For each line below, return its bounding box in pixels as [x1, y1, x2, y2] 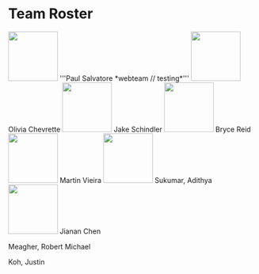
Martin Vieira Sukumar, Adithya [59, 175, 212, 185]
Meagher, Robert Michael [8, 242, 91, 251]
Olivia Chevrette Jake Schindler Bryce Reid [8, 124, 251, 134]
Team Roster [8, 5, 93, 23]
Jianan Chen [59, 226, 101, 236]
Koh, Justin [8, 257, 45, 266]
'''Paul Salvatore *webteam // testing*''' [59, 73, 190, 83]
